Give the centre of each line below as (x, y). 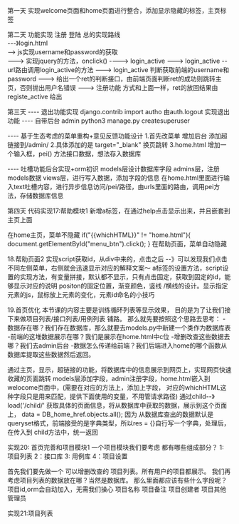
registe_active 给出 (35, 96)
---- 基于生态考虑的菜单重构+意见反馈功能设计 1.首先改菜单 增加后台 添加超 (117, 136)
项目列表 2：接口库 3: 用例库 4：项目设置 (68, 456)
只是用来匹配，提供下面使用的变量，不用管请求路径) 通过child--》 (120, 396)
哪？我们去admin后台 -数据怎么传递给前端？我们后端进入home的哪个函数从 (117, 346)
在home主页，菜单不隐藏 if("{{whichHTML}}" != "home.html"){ (99, 235)
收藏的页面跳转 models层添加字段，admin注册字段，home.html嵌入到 (109, 378)
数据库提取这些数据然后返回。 (51, 354)
